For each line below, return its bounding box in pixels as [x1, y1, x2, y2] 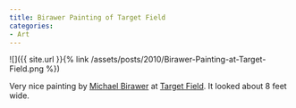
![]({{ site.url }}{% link [9, 54, 89, 65]
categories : [9, 21, 54, 30]
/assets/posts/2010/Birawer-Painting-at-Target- [90, 54, 266, 65]
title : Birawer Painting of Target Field [9, 12, 166, 22]
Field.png [9, 63, 45, 74]
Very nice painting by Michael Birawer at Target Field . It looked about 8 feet [9, 81, 288, 92]
